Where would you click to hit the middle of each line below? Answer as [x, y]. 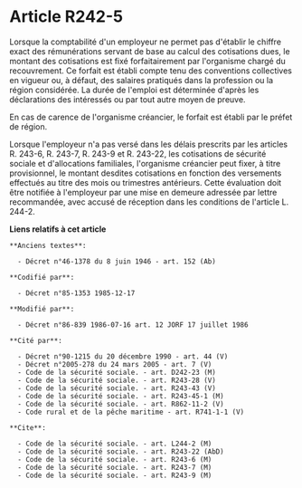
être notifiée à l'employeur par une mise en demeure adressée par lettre [143, 192]
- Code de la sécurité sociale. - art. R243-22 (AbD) [121, 451]
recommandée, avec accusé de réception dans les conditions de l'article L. [149, 202]
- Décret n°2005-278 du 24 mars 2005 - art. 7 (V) [115, 364]
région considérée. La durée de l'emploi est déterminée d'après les [134, 90]
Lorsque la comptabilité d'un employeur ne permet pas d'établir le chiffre [146, 42]
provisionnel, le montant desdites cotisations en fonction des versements [146, 173]
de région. [28, 126]
